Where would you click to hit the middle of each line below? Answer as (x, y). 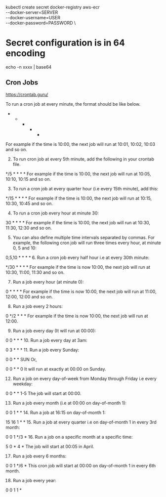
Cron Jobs (22, 83)
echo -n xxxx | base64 (29, 67)
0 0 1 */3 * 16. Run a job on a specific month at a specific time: (69, 437)
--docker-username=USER (33, 18)
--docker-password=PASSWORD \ (41, 23)
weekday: (22, 384)
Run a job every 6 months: (40, 456)
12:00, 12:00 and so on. (29, 296)
